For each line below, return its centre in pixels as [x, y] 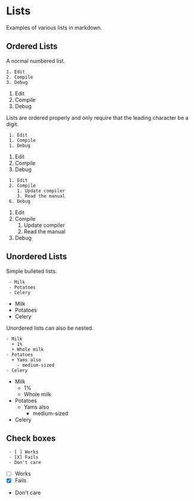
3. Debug [17, 82]
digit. [13, 124]
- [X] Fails [24, 457]
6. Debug [20, 201]
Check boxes [31, 438]
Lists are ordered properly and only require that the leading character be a [98, 117]
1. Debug [20, 145]
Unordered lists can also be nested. [50, 328]
